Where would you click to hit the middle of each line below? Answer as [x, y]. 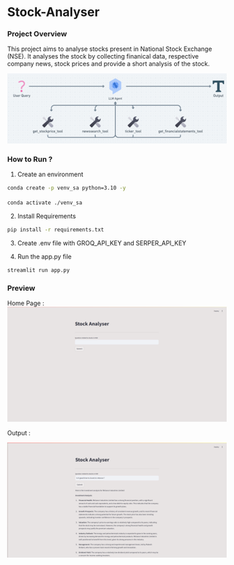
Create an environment [50, 174]
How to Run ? [30, 159]
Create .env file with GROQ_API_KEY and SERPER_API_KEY [102, 243]
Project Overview [37, 34]
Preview [21, 288]
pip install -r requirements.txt [56, 230]
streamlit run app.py [39, 270]
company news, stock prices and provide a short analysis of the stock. [109, 64]
